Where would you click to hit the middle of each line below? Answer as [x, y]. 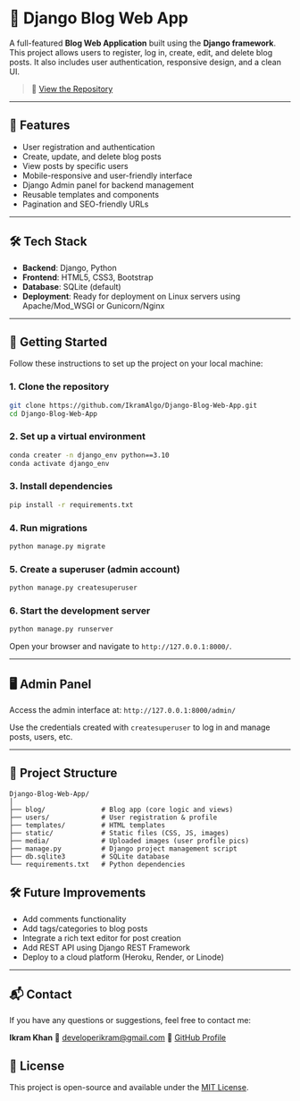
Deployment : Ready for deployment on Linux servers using [131, 296]
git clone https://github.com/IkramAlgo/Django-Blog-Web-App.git [133, 405]
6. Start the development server [80, 610]
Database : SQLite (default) [72, 286]
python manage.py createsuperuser [74, 588]
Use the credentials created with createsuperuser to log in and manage [140, 727]
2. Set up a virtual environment [77, 436]
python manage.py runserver [62, 630]
